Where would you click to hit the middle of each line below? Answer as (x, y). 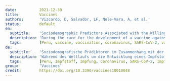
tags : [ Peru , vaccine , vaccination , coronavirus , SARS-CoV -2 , (84, 43)
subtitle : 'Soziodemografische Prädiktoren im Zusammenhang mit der (87, 52)
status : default (30, 24)
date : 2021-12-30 (34, 10)
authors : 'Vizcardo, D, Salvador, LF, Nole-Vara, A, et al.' (78, 19)
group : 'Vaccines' (34, 66)
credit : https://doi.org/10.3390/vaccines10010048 (68, 71)
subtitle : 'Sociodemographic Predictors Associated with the (79, 33)
